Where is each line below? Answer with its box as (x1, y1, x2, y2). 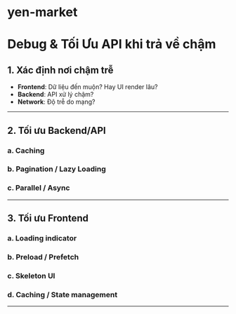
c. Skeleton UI (7, 271, 55, 280)
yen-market (7, 4, 78, 20)
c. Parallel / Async (7, 183, 70, 193)
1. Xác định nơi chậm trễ (7, 64, 114, 76)
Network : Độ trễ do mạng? (17, 97, 96, 106)
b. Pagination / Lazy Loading (7, 164, 107, 174)
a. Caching (7, 145, 45, 155)
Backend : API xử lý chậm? (17, 90, 94, 99)
